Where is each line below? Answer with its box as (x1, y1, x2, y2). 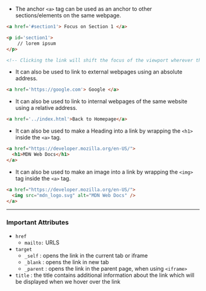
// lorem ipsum (17, 40, 56, 47)
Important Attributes (6, 218, 69, 227)
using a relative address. (15, 104, 78, 112)
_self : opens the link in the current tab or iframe (24, 252, 148, 259)
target (15, 246, 32, 252)
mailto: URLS (24, 239, 59, 246)
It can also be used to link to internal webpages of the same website (15, 98, 188, 105)
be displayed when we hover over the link (15, 277, 121, 285)
